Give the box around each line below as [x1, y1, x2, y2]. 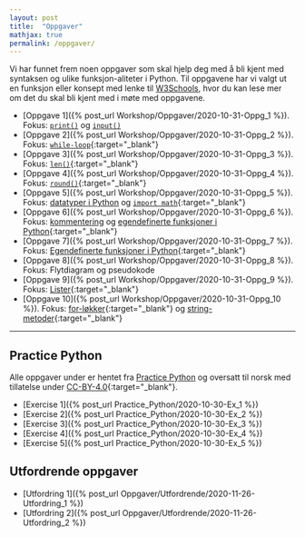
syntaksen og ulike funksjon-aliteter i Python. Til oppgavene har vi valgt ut [9, 74, 288, 85]
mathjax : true [9, 30, 64, 39]
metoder [22, 313, 55, 323]
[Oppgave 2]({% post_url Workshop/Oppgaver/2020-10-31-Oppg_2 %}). [22, 129, 294, 141]
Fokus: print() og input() [22, 120, 122, 131]
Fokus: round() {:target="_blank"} [22, 178, 147, 189]
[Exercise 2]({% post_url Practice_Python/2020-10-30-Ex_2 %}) [22, 409, 263, 420]
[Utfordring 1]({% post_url [22, 488, 119, 499]
